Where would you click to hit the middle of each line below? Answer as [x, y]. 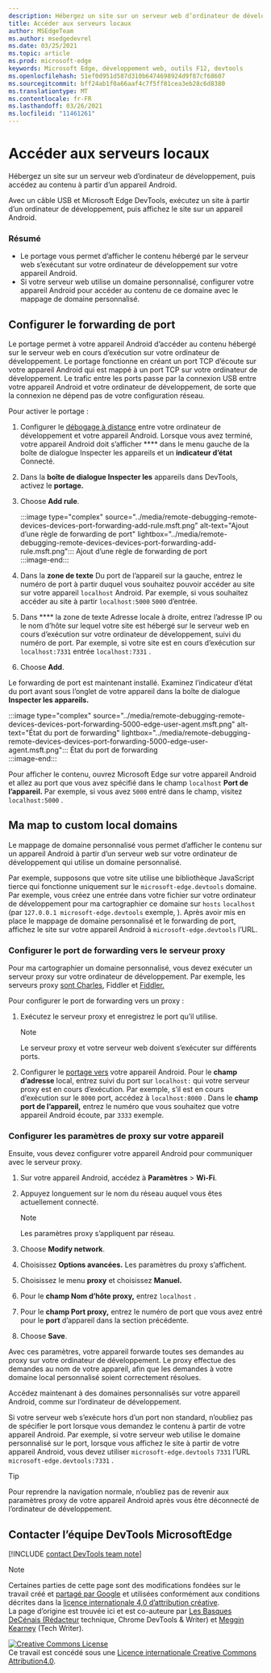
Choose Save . [44, 1336]
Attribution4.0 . [32, 1661]
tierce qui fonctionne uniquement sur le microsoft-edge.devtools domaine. [132, 886]
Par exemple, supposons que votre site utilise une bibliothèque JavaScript [131, 878]
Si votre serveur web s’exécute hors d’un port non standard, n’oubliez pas [131, 1417]
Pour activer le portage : [48, 411]
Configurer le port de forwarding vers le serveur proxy [117, 950]
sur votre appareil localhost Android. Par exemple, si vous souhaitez [134, 593]
